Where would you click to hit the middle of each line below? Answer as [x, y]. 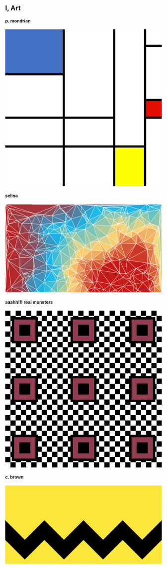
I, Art [13, 8]
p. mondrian [18, 21]
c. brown [14, 477]
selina [12, 196]
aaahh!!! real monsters [29, 302]
